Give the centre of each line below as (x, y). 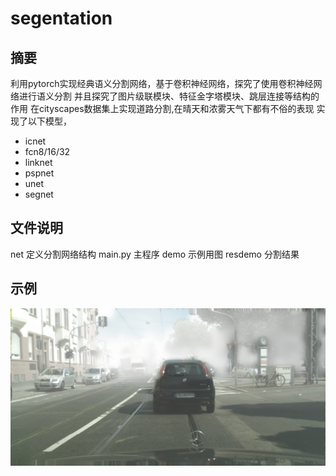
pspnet (39, 173)
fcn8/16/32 (47, 151)
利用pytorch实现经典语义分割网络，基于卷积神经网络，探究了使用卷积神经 (162, 83)
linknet (38, 162)
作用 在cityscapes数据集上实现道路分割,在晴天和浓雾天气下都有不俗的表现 (162, 108)
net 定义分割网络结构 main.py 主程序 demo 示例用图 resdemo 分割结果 (155, 254)
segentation (61, 18)
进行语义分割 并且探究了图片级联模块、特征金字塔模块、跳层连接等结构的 (169, 96)
